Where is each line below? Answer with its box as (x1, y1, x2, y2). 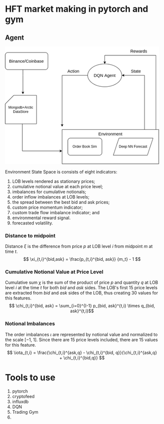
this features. (5, 295, 32, 301)
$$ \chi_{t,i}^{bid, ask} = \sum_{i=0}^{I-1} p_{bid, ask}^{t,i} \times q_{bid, (9, 303, 155, 309)
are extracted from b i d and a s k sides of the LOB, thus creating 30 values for (5, 290, 158, 296)
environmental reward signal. (12, 215, 71, 221)
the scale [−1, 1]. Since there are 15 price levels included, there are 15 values (5, 337, 158, 343)
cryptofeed (12, 393, 35, 399)
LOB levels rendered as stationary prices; (12, 178, 95, 184)
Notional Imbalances (5, 320, 55, 327)
